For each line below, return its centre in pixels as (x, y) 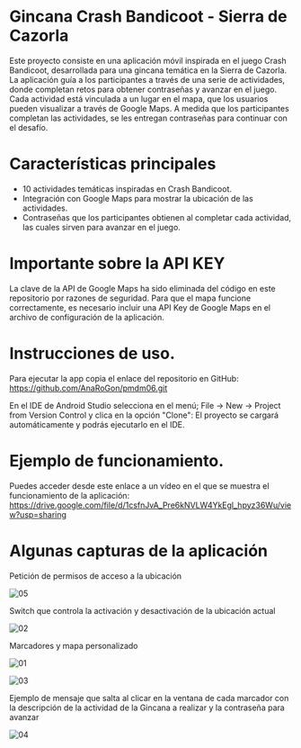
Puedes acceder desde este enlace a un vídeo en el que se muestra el (139, 486)
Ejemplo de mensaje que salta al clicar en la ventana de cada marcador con (149, 698)
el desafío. (29, 127)
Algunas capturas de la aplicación (138, 550)
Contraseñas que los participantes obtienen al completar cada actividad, (157, 217)
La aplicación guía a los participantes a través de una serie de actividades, (147, 79)
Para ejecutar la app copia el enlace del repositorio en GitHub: (124, 378)
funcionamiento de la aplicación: (70, 495)
